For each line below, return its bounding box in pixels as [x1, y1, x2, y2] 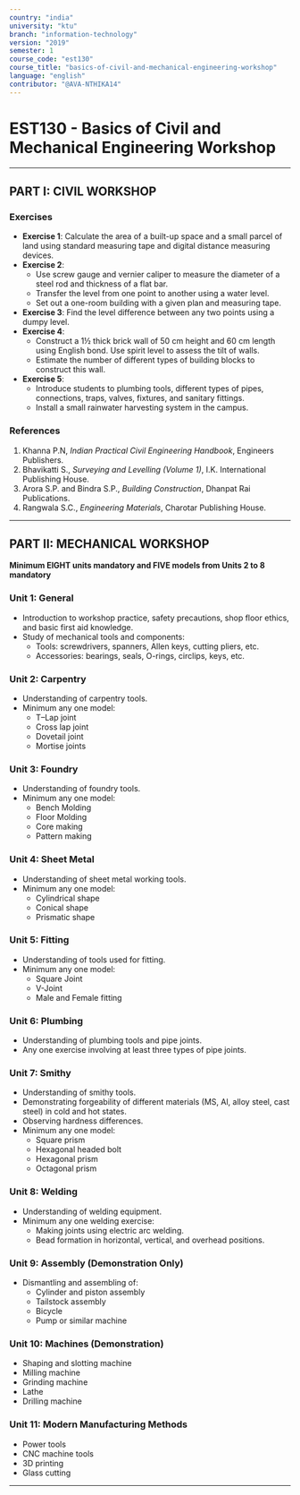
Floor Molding [35, 812, 87, 823]
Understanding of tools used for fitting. [21, 954, 166, 965]
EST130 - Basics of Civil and [9, 118, 221, 139]
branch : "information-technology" [9, 30, 138, 38]
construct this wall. [35, 364, 106, 375]
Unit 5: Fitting [9, 934, 70, 946]
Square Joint [35, 973, 83, 984]
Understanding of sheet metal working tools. [21, 874, 187, 884]
